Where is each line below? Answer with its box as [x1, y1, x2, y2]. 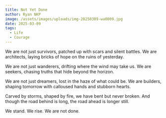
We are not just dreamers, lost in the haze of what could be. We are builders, [5, 78, 162, 84]
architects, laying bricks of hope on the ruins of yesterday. [5, 54, 124, 59]
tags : [5, 26, 16, 31]
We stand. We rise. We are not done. [5, 108, 80, 114]
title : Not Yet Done [5, 7, 48, 12]
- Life [9, 30, 23, 35]
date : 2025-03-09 [5, 21, 41, 26]
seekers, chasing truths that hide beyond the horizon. [5, 68, 114, 74]
